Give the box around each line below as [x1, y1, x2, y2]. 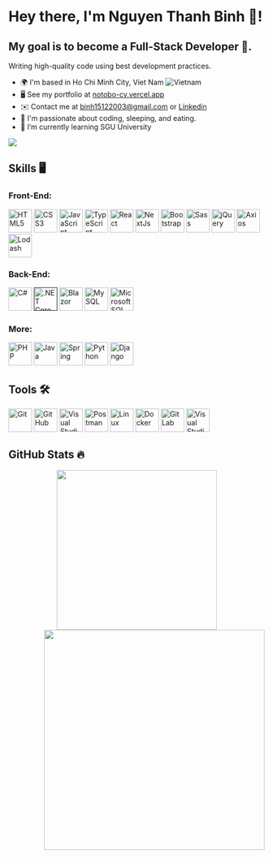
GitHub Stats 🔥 [8, 448, 85, 462]
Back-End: [8, 268, 51, 279]
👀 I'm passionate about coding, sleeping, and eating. [19, 114, 197, 123]
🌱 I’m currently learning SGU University [19, 122, 152, 132]
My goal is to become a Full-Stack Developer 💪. [8, 40, 252, 54]
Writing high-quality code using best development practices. [8, 61, 211, 71]
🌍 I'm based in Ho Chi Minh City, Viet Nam [19, 77, 164, 87]
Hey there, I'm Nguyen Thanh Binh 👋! [8, 7, 262, 26]
